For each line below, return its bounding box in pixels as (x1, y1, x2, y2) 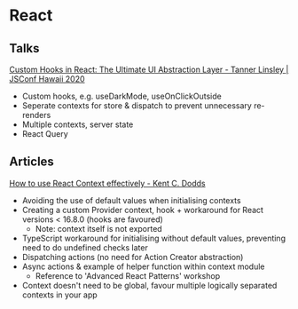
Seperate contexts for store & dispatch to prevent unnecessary (21, 100, 253, 111)
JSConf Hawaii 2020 (9, 74, 86, 84)
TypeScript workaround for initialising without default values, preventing (21, 233, 286, 243)
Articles (9, 154, 55, 170)
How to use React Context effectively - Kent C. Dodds (9, 178, 206, 188)
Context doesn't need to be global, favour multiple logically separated (21, 280, 278, 290)
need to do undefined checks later (21, 242, 148, 253)
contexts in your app (21, 289, 98, 300)
